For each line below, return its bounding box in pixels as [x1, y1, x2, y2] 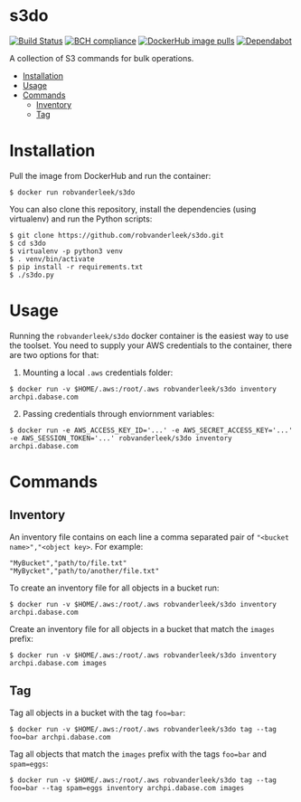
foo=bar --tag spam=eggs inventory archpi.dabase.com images [9, 783, 245, 792]
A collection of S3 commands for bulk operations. [9, 52, 194, 63]
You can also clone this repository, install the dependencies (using [9, 203, 257, 214]
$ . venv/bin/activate [9, 254, 95, 263]
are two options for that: [9, 349, 99, 360]
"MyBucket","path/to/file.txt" [9, 558, 127, 568]
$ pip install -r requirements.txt [9, 262, 144, 271]
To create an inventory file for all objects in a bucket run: [9, 582, 220, 593]
